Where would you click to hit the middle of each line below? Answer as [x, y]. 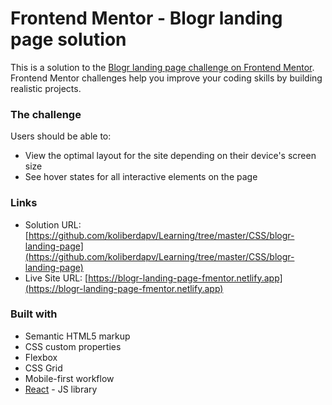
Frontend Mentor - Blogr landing [146, 18]
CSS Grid [43, 368]
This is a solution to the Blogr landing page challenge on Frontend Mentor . [162, 67]
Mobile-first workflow [69, 378]
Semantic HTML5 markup [77, 336]
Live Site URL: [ [56, 278]
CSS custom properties [73, 346]
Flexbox [41, 357]
